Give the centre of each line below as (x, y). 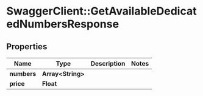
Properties (27, 46)
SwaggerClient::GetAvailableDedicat (101, 11)
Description (108, 63)
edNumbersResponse (63, 24)
